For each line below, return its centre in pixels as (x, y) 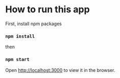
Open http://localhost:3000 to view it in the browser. (60, 70)
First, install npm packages (34, 24)
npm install (20, 36)
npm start (17, 60)
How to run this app (48, 9)
